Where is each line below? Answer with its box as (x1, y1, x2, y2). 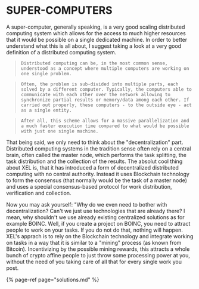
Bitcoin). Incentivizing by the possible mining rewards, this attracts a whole (6, 245, 190, 253)
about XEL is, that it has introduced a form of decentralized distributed (6, 164, 179, 171)
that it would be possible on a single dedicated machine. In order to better (6, 36, 188, 43)
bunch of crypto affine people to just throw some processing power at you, (6, 251, 191, 259)
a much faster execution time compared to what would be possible (20, 123, 189, 129)
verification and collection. (6, 189, 71, 196)
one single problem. (20, 70, 72, 76)
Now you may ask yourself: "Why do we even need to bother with (6, 201, 167, 208)
